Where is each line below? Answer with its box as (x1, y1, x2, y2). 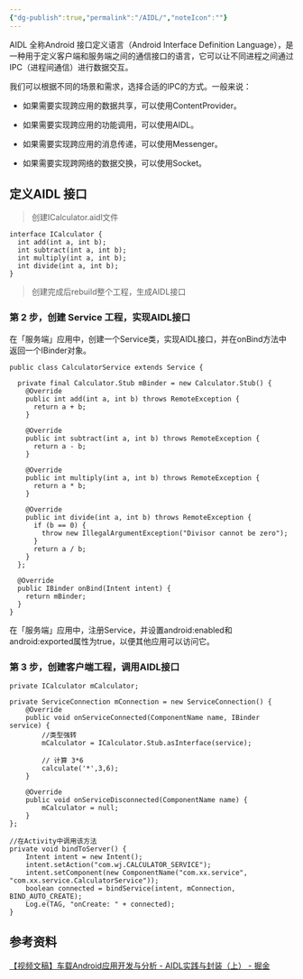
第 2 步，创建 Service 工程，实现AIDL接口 (9, 311, 191, 324)
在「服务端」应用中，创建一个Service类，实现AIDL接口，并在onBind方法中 (9, 333, 287, 344)
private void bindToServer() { (9, 845, 127, 854)
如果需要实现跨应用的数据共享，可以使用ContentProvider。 (22, 100, 242, 111)
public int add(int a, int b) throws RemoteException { (25, 394, 241, 403)
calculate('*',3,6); (41, 764, 119, 773)
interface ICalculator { (9, 230, 103, 239)
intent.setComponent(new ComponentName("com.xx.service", (25, 868, 248, 878)
